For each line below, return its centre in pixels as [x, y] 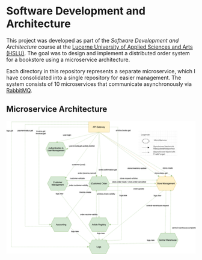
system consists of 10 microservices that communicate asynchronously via [99, 84]
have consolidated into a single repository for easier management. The [94, 77]
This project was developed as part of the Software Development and [93, 40]
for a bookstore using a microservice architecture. [68, 59]
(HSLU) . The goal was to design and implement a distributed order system [98, 53]
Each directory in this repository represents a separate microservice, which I [101, 71]
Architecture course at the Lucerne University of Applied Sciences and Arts [100, 47]
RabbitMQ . [19, 90]
